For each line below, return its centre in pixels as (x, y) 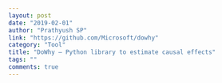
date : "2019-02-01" (41, 23)
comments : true (34, 67)
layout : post (30, 15)
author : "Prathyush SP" (48, 30)
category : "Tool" (37, 45)
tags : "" (23, 60)
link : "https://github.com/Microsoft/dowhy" (83, 38)
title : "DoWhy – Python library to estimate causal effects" (112, 52)
